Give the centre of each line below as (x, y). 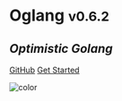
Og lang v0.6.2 (59, 16)
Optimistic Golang (61, 49)
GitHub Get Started (44, 70)
